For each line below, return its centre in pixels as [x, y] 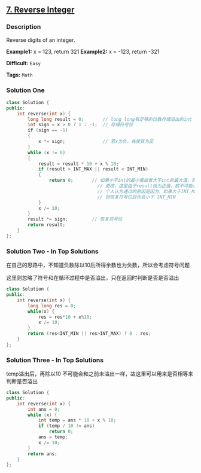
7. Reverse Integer [40, 10]
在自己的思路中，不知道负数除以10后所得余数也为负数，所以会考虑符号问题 [98, 265]
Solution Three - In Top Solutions [55, 360]
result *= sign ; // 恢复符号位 [75, 219]
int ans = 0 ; [44, 409]
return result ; [47, 225]
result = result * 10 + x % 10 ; [78, 164]
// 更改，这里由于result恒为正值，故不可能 [145, 186]
